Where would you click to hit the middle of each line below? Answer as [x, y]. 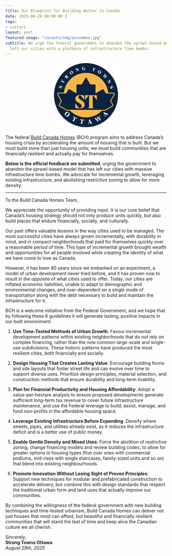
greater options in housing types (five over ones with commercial [81, 452]
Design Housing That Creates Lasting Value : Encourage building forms [89, 363]
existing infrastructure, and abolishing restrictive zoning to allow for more [82, 180]
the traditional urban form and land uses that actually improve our [82, 490]
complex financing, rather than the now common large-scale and [81, 342]
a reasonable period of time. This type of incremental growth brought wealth [86, 247]
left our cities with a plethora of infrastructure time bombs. [80, 49]
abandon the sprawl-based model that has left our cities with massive [79, 169]
